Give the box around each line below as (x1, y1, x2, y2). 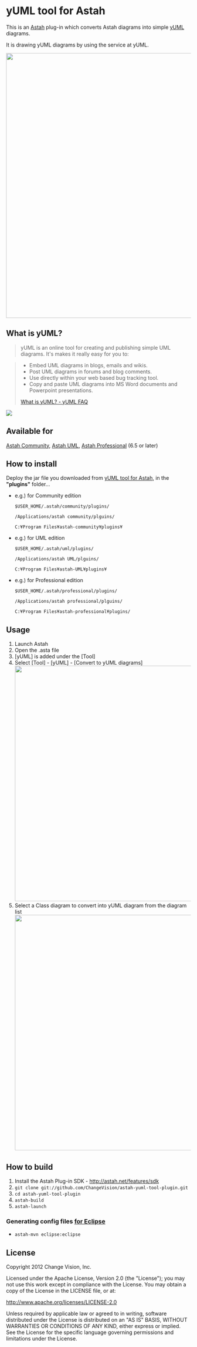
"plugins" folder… (6, 481, 50, 488)
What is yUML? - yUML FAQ (20, 398, 88, 405)
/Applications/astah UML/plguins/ (14, 556, 99, 562)
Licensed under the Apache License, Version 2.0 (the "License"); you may (6, 1275, 185, 1282)
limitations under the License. (6, 1335, 77, 1342)
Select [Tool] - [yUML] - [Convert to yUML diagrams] (14, 659, 143, 666)
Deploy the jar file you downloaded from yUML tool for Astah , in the (6, 475, 169, 482)
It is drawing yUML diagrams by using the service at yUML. (6, 41, 150, 48)
